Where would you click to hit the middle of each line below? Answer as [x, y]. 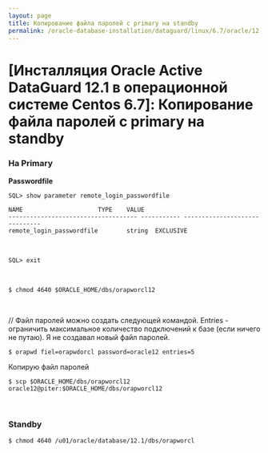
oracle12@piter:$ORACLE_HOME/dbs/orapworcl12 [85, 388]
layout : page [30, 16]
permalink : [26, 30]
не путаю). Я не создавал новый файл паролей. [89, 337]
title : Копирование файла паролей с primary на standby [103, 23]
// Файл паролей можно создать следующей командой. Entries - [118, 320]
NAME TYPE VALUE [77, 209]
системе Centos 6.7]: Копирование [131, 104]
